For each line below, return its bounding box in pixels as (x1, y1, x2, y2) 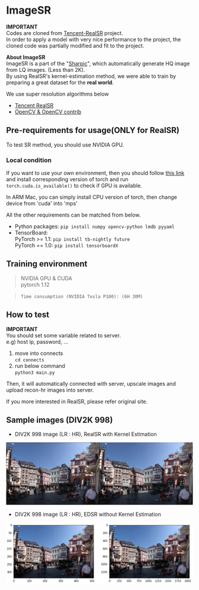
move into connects (14, 350, 63, 357)
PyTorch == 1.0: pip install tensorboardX (14, 242, 118, 249)
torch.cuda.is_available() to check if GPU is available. (6, 182, 142, 189)
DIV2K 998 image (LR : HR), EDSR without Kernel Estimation (14, 510, 161, 518)
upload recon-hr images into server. (6, 386, 94, 394)
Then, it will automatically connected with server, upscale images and (6, 380, 176, 387)
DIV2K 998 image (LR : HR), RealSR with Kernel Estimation (14, 431, 157, 438)
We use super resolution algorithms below (6, 90, 109, 97)
